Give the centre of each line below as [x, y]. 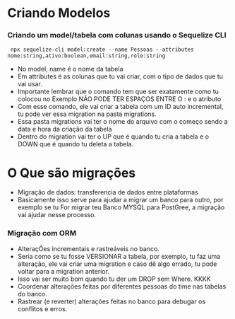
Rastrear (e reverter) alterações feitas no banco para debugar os [112, 301]
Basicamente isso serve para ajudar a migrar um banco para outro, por [120, 200]
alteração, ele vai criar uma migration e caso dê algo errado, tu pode [117, 264]
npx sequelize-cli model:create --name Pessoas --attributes [102, 50]
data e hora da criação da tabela [65, 129]
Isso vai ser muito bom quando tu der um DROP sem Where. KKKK [114, 279]
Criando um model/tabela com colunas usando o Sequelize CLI [117, 35]
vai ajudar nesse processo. [57, 215]
